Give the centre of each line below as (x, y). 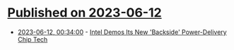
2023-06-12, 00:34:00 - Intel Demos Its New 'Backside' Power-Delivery (122, 32)
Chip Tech (33, 39)
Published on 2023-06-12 (84, 13)
